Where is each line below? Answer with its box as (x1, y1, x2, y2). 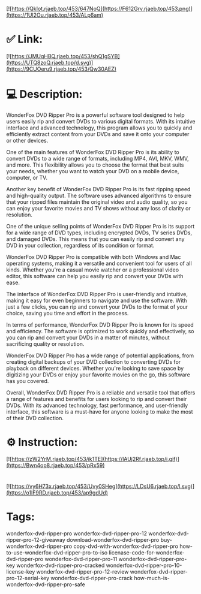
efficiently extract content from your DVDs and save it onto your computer (6, 130, 190, 137)
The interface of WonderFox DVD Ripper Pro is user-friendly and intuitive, (6, 290, 188, 297)
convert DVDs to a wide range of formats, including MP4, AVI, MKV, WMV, (6, 155, 189, 162)
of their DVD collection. (6, 414, 64, 421)
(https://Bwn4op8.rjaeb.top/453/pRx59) (6, 462, 105, 469)
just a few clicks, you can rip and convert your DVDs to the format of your (6, 303, 188, 310)
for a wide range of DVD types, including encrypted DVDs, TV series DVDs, (6, 229, 193, 236)
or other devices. (6, 137, 49, 144)
